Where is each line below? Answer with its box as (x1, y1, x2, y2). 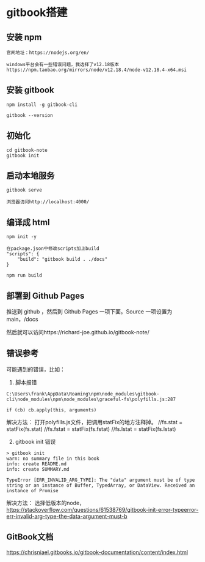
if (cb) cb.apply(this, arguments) (6, 407, 97, 413)
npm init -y (6, 234, 37, 240)
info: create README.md (6, 460, 67, 467)
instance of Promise (6, 487, 59, 493)
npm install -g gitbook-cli (6, 102, 78, 108)
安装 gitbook (6, 85, 54, 96)
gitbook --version (6, 112, 53, 118)
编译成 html (6, 217, 50, 227)
